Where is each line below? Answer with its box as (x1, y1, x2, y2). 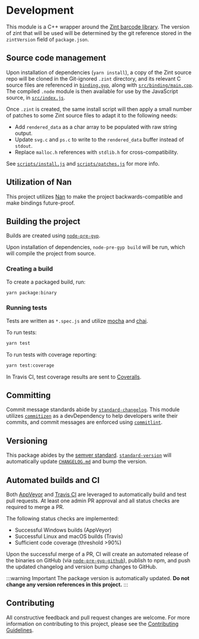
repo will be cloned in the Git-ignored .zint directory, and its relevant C (6, 75, 181, 82)
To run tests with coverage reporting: (6, 351, 97, 358)
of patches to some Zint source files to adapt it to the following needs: (6, 112, 178, 119)
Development (6, 4, 74, 17)
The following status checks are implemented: (6, 515, 119, 522)
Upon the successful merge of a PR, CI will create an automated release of (6, 551, 189, 558)
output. (14, 129, 33, 136)
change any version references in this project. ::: (6, 581, 129, 588)
